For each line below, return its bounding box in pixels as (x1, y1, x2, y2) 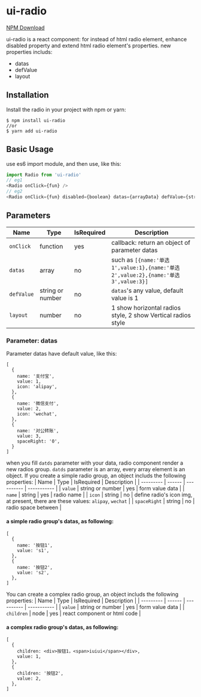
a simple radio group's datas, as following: (6, 517, 114, 525)
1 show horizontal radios (111, 304, 181, 312)
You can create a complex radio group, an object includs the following (6, 591, 179, 598)
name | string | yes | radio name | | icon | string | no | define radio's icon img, (6, 491, 193, 498)
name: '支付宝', (17, 373, 55, 380)
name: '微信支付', (17, 401, 59, 407)
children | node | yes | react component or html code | (6, 610, 141, 617)
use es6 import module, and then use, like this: (6, 160, 121, 167)
